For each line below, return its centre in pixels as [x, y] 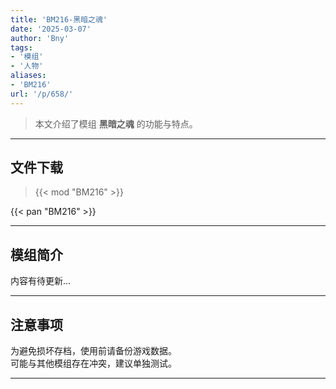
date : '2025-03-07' [51, 29]
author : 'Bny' [40, 38]
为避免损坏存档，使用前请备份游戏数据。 [93, 351]
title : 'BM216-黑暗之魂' [59, 19]
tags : [21, 47]
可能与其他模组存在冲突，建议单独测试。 [93, 363]
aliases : [28, 76]
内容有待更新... [41, 281]
